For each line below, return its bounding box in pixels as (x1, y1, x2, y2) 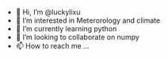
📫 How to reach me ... (15, 42, 90, 50)
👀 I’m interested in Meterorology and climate (15, 16, 161, 25)
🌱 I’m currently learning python (15, 24, 117, 33)
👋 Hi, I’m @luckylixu (15, 8, 81, 16)
